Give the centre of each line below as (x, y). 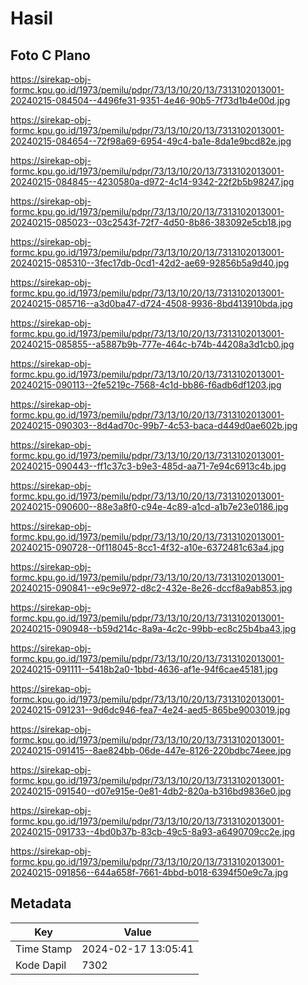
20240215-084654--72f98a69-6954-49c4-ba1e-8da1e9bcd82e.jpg (151, 141)
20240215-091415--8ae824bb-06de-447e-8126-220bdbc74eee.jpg (151, 750)
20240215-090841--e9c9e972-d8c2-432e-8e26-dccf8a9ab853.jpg (151, 588)
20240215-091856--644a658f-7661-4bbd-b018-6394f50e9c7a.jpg (149, 872)
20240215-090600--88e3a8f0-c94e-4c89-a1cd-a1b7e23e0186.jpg (149, 506)
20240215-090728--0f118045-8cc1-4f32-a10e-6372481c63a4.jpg (147, 547)
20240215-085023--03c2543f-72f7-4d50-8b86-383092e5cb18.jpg (151, 222)
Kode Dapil (41, 965)
